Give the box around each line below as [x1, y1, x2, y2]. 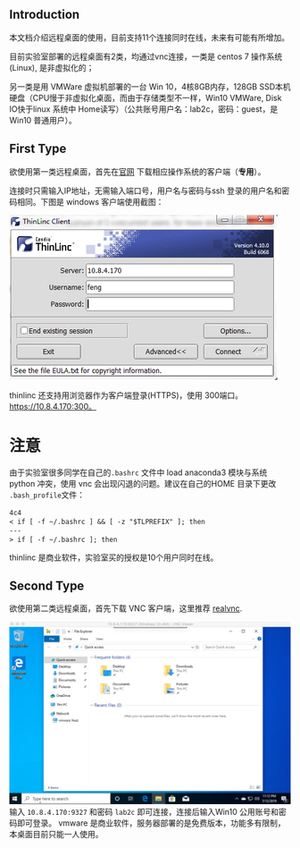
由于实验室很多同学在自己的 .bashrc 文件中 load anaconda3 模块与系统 [9, 467, 268, 478]
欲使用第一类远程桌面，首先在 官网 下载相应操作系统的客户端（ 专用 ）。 [9, 165, 266, 177]
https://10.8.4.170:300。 [9, 401, 96, 411]
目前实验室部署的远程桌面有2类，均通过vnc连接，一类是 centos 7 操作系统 [9, 51, 283, 62]
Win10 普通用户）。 [9, 114, 78, 125]
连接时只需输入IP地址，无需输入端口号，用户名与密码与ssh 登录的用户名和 [9, 185, 282, 196]
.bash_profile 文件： [9, 489, 86, 500]
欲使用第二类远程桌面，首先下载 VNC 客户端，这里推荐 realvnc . [9, 603, 243, 614]
